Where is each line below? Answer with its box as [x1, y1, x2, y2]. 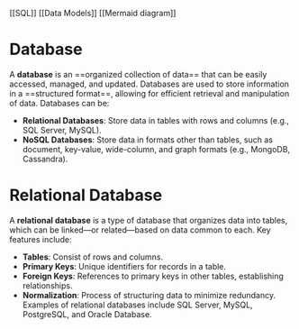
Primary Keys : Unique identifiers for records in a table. [22, 260, 227, 271]
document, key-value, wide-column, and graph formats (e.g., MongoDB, [22, 143, 291, 154]
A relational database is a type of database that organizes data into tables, [9, 215, 288, 225]
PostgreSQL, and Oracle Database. [22, 308, 152, 319]
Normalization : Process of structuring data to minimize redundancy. [22, 289, 276, 300]
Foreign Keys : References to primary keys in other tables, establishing [22, 270, 284, 281]
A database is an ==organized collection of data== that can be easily [9, 69, 267, 79]
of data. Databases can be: [9, 97, 110, 108]
